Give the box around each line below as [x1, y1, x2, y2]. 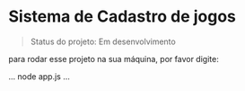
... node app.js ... [8, 70, 71, 82]
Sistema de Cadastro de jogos [8, 6, 237, 27]
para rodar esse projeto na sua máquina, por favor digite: [8, 53, 219, 64]
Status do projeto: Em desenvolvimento [30, 36, 176, 47]
